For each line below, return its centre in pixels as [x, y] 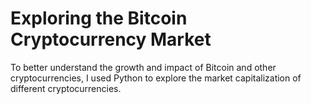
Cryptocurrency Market [111, 39]
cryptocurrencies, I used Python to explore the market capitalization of [156, 78]
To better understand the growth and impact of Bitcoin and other [143, 67]
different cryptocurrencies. [66, 88]
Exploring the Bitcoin [99, 18]
